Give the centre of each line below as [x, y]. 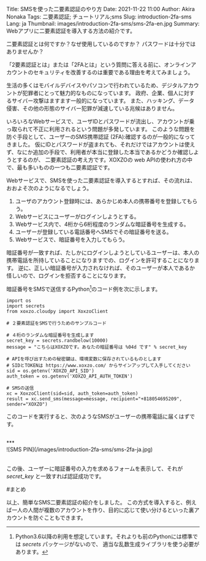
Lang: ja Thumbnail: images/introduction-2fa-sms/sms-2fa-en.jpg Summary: [103, 24]
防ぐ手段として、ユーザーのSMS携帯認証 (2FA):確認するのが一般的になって [101, 137]
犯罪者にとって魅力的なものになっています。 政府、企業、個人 [101, 93]
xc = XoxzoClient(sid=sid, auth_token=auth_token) [72, 393]
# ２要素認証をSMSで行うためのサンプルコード [57, 323]
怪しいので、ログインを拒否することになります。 [68, 276]
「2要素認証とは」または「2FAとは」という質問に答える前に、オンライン [99, 64]
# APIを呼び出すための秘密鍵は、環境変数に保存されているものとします [84, 359]
